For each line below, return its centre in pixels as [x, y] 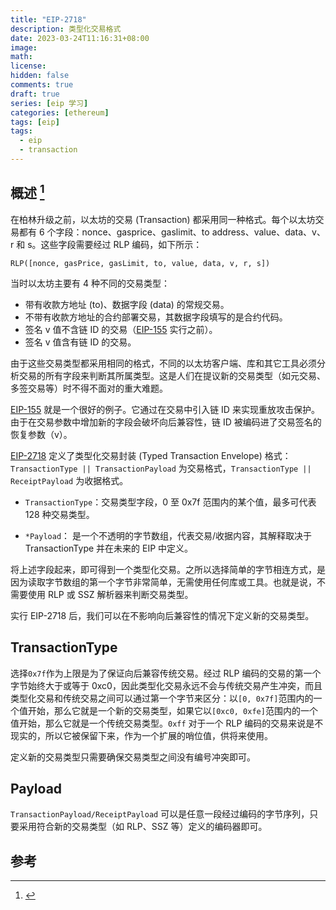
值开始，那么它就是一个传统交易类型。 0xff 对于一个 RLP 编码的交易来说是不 [167, 723]
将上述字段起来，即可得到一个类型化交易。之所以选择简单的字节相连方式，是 [168, 569]
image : [24, 47]
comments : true [42, 85]
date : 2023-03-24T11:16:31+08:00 [80, 38]
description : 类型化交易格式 [66, 29]
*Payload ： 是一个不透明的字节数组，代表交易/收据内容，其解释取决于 [168, 535]
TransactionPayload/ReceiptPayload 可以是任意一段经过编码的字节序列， [160, 814]
